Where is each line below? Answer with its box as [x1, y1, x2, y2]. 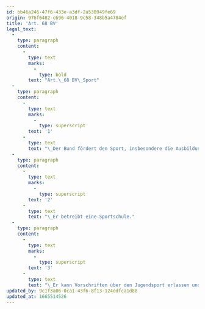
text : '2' [28, 196, 53, 203]
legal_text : [6, 26, 37, 32]
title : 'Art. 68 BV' [6, 20, 59, 26]
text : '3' [28, 265, 53, 271]
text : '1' [28, 128, 53, 135]
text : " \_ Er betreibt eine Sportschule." [28, 214, 135, 220]
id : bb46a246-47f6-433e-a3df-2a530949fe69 [6, 9, 116, 15]
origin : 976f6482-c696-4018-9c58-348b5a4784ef [6, 15, 127, 21]
